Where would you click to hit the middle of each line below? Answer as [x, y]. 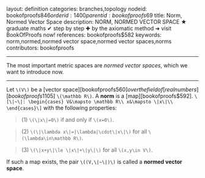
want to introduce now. [35, 72]
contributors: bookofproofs [40, 48]
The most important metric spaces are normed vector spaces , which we [97, 65]
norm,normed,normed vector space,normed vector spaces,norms [89, 41]
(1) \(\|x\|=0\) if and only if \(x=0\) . [68, 120]
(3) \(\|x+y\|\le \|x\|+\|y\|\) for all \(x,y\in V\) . [87, 150]
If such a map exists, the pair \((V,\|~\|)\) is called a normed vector [94, 162]
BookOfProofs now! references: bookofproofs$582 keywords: [84, 35]
